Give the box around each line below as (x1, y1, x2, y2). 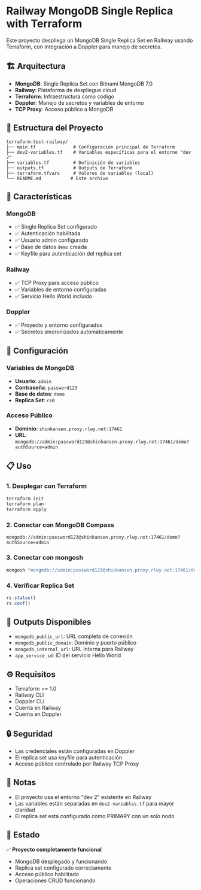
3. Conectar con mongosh (6, 554, 84, 562)
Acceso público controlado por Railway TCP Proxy (14, 760, 139, 767)
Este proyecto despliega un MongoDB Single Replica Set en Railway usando (6, 37, 193, 44)
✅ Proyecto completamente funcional (6, 846, 102, 853)
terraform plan (6, 501, 44, 507)
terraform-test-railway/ (6, 139, 68, 145)
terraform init (6, 496, 44, 502)
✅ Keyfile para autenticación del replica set (14, 250, 121, 257)
